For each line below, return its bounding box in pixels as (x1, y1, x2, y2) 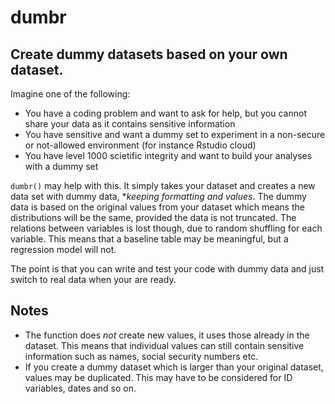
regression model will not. (10, 244, 117, 255)
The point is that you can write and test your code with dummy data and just (10, 263, 325, 275)
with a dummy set (24, 161, 99, 172)
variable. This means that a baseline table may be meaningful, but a (10, 233, 289, 245)
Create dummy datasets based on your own (10, 46, 288, 63)
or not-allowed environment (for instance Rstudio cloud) (24, 139, 257, 151)
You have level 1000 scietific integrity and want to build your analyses (24, 150, 313, 161)
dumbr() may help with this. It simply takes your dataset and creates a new (10, 180, 316, 191)
